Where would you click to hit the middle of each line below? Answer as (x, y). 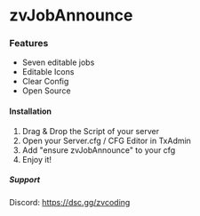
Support (25, 180)
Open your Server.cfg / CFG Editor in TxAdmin (106, 140)
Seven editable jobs (58, 62)
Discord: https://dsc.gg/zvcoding (70, 202)
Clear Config (45, 82)
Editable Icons (48, 72)
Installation (30, 111)
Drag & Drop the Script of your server (91, 131)
